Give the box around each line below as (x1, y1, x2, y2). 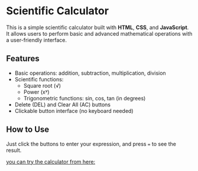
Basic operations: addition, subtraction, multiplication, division (14, 69, 167, 77)
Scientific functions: (14, 75, 64, 83)
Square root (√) (23, 82, 61, 89)
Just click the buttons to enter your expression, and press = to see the (6, 140, 176, 147)
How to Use (6, 125, 50, 135)
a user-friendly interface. (6, 36, 67, 43)
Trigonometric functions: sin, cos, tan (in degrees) (23, 94, 146, 102)
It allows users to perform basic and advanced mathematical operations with (6, 30, 193, 37)
